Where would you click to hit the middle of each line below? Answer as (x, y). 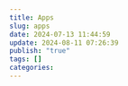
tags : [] (26, 59)
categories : (32, 68)
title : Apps (32, 17)
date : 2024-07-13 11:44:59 (60, 34)
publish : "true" (40, 51)
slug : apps (30, 26)
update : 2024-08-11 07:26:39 (64, 43)
